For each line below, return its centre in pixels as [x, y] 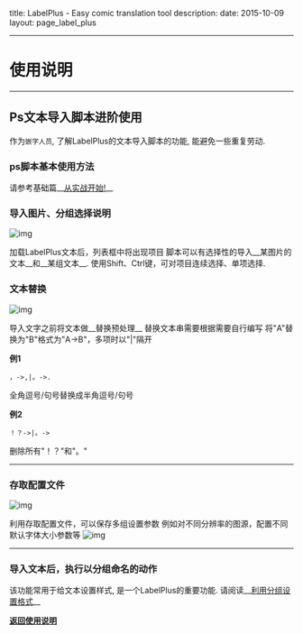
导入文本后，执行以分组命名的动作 [83, 569]
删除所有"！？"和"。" [49, 451]
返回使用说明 [33, 620]
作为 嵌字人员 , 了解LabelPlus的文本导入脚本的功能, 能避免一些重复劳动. [138, 141]
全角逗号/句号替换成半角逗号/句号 [72, 395]
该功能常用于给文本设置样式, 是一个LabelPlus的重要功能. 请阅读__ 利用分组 [146, 591]
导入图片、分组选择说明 [60, 213]
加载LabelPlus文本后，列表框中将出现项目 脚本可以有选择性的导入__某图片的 [151, 253]
